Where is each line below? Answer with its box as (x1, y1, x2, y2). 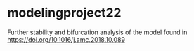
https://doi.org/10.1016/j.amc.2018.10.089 (7, 35, 125, 43)
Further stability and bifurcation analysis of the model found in (7, 28, 188, 36)
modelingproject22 (7, 5, 122, 21)
